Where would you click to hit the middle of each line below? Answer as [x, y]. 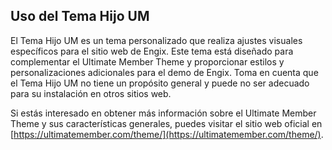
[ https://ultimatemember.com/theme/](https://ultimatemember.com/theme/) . [167, 134]
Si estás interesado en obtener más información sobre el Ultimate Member [163, 113]
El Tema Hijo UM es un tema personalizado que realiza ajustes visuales [156, 40]
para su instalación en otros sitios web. [91, 93]
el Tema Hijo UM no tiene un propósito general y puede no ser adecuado [160, 83]
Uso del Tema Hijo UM [80, 16]
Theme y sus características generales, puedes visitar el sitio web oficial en [166, 123]
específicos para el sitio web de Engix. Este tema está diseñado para [152, 51]
